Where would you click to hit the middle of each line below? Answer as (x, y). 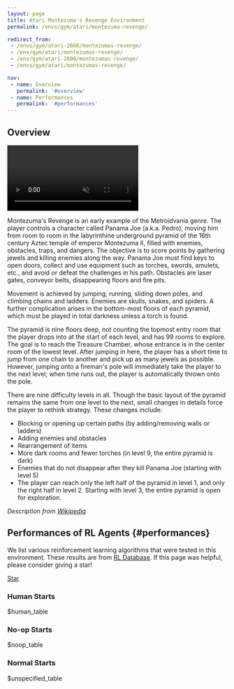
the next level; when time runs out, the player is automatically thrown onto (114, 374)
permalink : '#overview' (51, 91)
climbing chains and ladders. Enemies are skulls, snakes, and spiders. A (111, 300)
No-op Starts (30, 630)
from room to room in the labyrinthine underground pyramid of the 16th (109, 235)
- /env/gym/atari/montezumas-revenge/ (67, 52)
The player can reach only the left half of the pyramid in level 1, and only (121, 482)
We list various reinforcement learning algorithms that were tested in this (112, 550)
